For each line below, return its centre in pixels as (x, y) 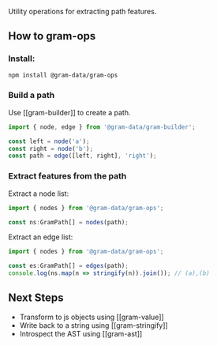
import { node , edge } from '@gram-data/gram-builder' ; (102, 127)
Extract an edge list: (41, 237)
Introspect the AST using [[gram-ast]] (81, 333)
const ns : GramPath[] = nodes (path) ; (68, 222)
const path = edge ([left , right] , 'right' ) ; (82, 156)
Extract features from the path (67, 176)
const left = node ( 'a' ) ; (49, 141)
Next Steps (36, 298)
